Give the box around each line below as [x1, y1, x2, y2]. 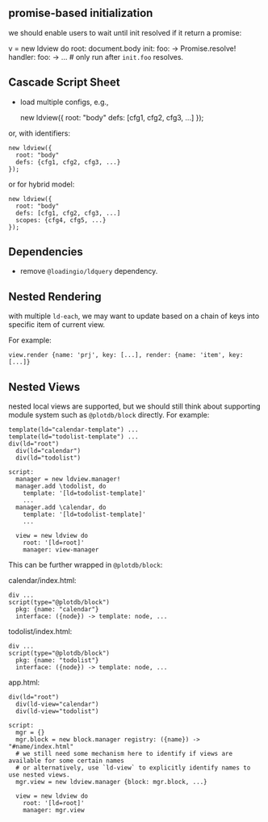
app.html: [8, 677, 40, 687]
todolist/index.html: [8, 627, 73, 636]
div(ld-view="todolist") [15, 707, 99, 715]
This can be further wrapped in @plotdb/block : [8, 560, 163, 570]
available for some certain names [8, 757, 125, 765]
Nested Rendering [8, 290, 103, 304]
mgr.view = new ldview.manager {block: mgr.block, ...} [15, 778, 207, 786]
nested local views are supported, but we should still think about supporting [8, 401, 261, 411]
